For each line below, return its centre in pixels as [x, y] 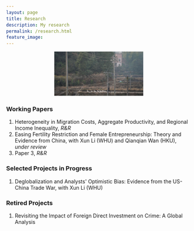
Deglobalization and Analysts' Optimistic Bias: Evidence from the [93, 181]
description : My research [38, 25]
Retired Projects [29, 203]
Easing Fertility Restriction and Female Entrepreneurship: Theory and [98, 134]
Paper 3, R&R [31, 153]
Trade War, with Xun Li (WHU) [66, 187]
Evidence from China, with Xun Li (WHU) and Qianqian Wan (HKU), [96, 141]
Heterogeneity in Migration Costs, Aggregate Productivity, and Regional [101, 122]
